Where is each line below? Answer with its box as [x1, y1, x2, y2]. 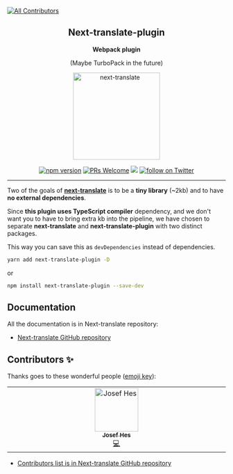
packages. [7, 229, 37, 237]
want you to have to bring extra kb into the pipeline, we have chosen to [7, 214, 210, 223]
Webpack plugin [92, 45, 141, 54]
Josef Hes [102, 432, 131, 439]
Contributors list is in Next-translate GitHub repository [17, 459, 172, 468]
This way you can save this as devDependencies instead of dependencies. [7, 242, 216, 251]
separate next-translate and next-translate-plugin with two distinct [7, 221, 202, 230]
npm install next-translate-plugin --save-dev [7, 282, 144, 289]
